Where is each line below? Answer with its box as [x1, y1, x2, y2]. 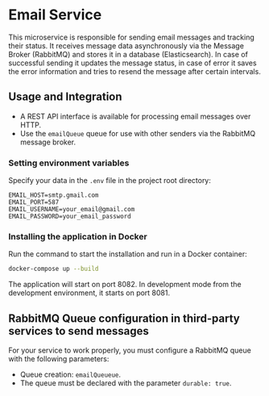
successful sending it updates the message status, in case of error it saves [8, 58, 257, 68]
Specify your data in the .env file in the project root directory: [8, 176, 212, 185]
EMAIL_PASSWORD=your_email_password [8, 212, 131, 221]
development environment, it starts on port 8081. [8, 288, 171, 298]
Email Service [8, 6, 102, 24]
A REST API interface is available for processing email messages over [19, 111, 251, 121]
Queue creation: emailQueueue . [19, 369, 122, 380]
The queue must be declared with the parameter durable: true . [19, 378, 232, 388]
